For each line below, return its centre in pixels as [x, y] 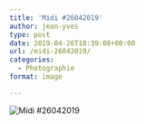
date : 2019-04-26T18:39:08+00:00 [72, 43]
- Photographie [46, 69]
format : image [36, 77]
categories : [32, 60]
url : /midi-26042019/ [50, 52]
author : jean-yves [44, 26]
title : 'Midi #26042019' [56, 18]
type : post [30, 34]
